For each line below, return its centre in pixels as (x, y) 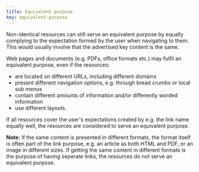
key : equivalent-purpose (37, 17)
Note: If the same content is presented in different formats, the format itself (99, 137)
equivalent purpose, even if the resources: (58, 65)
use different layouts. (41, 108)
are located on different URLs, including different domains (86, 76)
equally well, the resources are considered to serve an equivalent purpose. (98, 126)
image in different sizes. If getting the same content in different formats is (96, 150)
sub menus (29, 89)
